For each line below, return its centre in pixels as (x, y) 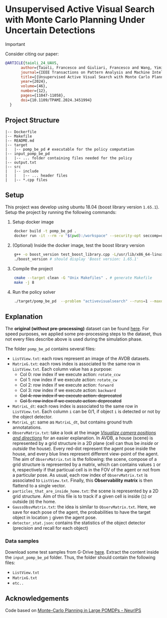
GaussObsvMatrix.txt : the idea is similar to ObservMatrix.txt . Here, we (84, 507)
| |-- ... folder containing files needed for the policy (69, 158)
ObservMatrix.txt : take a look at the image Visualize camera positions (84, 433)
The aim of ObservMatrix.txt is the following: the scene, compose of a (84, 459)
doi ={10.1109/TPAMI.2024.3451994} (56, 100)
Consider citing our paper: (32, 54)
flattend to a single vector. (39, 486)
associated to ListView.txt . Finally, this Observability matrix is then (83, 480)
